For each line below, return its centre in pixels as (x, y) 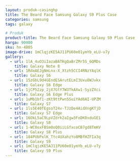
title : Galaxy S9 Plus (38, 151)
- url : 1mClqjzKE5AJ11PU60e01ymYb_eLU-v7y (55, 146)
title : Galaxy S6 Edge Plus (44, 94)
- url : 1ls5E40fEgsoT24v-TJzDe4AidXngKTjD (55, 109)
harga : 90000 (19, 43)
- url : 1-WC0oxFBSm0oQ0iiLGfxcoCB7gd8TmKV (55, 127)
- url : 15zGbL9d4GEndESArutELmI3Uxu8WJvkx (55, 80)
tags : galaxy (19, 24)
